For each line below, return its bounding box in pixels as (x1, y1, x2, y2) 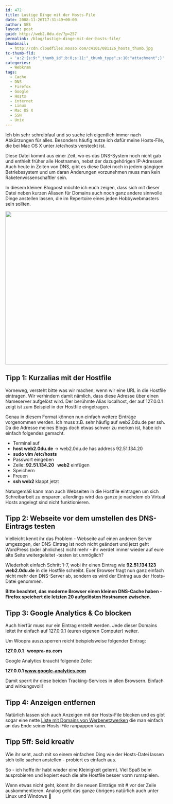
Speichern (12, 467, 35, 473)
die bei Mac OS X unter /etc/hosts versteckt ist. (5, 142, 106, 149)
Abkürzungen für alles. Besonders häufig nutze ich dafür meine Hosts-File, (5, 137, 165, 143)
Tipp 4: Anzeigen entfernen (5, 698, 96, 707)
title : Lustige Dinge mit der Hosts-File (5, 12, 96, 17)
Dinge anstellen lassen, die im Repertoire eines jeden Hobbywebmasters (5, 195, 159, 201)
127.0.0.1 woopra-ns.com (5, 648, 62, 654)
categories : (5, 60, 31, 65)
